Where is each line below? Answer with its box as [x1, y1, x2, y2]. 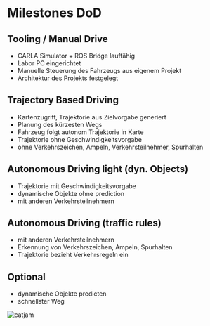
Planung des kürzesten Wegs [17, 120, 103, 129]
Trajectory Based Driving [7, 94, 119, 106]
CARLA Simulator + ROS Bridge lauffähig [17, 51, 136, 60]
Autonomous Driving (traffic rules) [7, 217, 162, 229]
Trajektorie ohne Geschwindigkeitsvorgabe [17, 135, 143, 143]
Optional [7, 270, 46, 282]
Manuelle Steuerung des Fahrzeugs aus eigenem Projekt [17, 67, 182, 74]
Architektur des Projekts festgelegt [17, 74, 119, 82]
